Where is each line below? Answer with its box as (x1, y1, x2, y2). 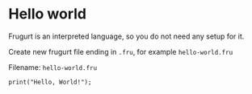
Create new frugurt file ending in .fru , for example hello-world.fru (8, 47, 233, 56)
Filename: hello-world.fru (8, 62, 98, 72)
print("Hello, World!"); (8, 78, 92, 86)
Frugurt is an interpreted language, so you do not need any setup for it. (8, 31, 245, 41)
